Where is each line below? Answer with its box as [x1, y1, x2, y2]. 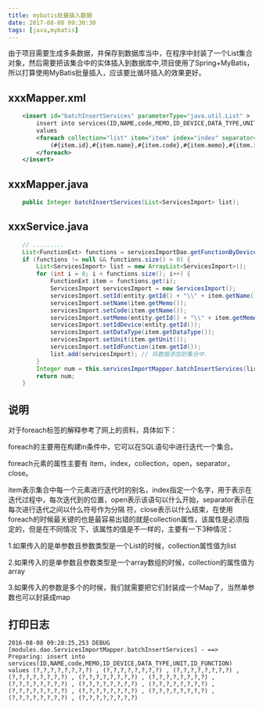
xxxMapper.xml [8, 91, 86, 104]
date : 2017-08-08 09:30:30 [8, 19, 96, 27]
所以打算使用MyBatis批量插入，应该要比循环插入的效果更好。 [8, 68, 206, 78]
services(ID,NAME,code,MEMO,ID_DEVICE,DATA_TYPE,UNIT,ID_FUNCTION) [8, 660, 233, 667]
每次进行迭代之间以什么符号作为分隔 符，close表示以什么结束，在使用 [8, 505, 233, 514]
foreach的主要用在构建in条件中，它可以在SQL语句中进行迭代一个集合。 [8, 442, 237, 452]
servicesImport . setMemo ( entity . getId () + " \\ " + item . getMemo [49, 314, 258, 322]
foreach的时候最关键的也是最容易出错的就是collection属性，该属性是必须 [8, 514, 243, 524]
